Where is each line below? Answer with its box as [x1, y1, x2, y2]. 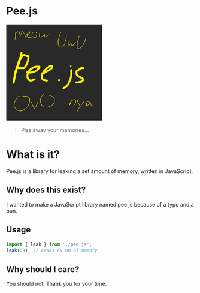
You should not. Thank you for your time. [6, 280, 107, 288]
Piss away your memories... [20, 126, 89, 133]
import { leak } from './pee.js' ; [6, 241, 93, 247]
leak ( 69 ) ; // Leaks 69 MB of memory [6, 247, 98, 253]
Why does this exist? [6, 185, 86, 195]
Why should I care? [6, 264, 80, 274]
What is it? [6, 148, 60, 162]
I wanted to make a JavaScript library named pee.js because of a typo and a [6, 201, 195, 208]
